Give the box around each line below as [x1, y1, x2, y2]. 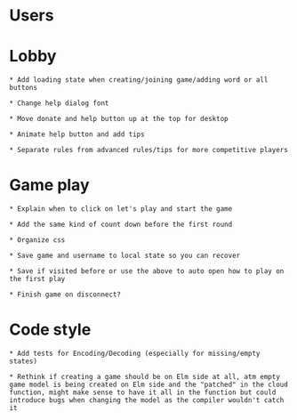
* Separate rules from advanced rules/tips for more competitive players [9, 146, 289, 155]
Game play [9, 175, 91, 196]
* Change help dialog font [9, 99, 109, 108]
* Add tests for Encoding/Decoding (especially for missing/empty [9, 349, 261, 358]
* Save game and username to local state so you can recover [9, 251, 241, 261]
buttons [9, 84, 38, 93]
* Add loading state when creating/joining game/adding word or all [9, 76, 269, 85]
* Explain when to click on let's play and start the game [9, 205, 233, 214]
